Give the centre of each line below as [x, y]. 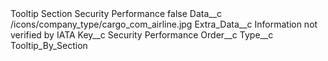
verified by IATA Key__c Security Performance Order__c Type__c [142, 35]
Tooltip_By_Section [49, 45]
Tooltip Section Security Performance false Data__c [116, 13]
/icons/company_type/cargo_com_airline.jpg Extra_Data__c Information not [164, 24]
